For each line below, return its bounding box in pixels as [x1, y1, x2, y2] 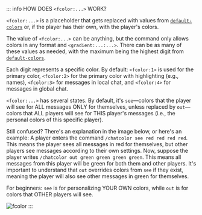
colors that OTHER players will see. [6, 191, 93, 198]
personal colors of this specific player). [6, 116, 104, 123]
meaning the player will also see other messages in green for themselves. [6, 173, 189, 180]
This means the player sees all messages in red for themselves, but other [6, 141, 188, 147]
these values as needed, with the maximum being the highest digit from [6, 48, 184, 55]
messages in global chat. [6, 85, 68, 92]
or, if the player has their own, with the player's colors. [24, 24, 159, 30]
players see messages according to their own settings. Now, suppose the [6, 147, 189, 154]
